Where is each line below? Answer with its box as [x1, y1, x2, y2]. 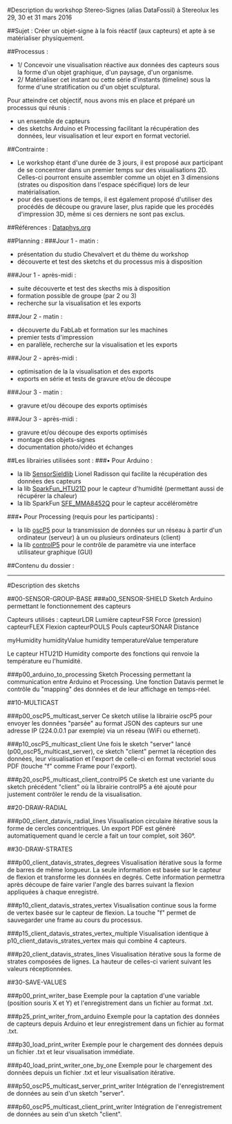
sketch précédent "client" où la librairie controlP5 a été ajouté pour [7, 783, 197, 791]
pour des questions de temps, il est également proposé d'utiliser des [17, 195, 213, 203]
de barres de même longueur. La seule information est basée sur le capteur [7, 866, 222, 874]
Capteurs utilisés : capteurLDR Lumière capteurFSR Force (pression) [7, 616, 202, 623]
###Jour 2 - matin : [7, 313, 63, 320]
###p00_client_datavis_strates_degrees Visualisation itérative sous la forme [7, 858, 222, 867]
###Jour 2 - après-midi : [7, 354, 78, 362]
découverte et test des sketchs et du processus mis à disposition [17, 257, 202, 266]
